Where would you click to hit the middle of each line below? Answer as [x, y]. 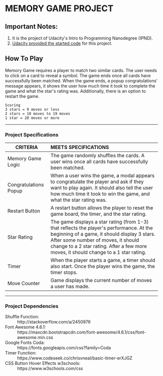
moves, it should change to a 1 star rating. [98, 252]
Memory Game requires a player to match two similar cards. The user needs [81, 70]
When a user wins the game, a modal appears [102, 176]
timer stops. [64, 272]
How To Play [24, 59]
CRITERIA [27, 148]
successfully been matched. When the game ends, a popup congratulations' [81, 80]
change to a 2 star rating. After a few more [98, 246]
